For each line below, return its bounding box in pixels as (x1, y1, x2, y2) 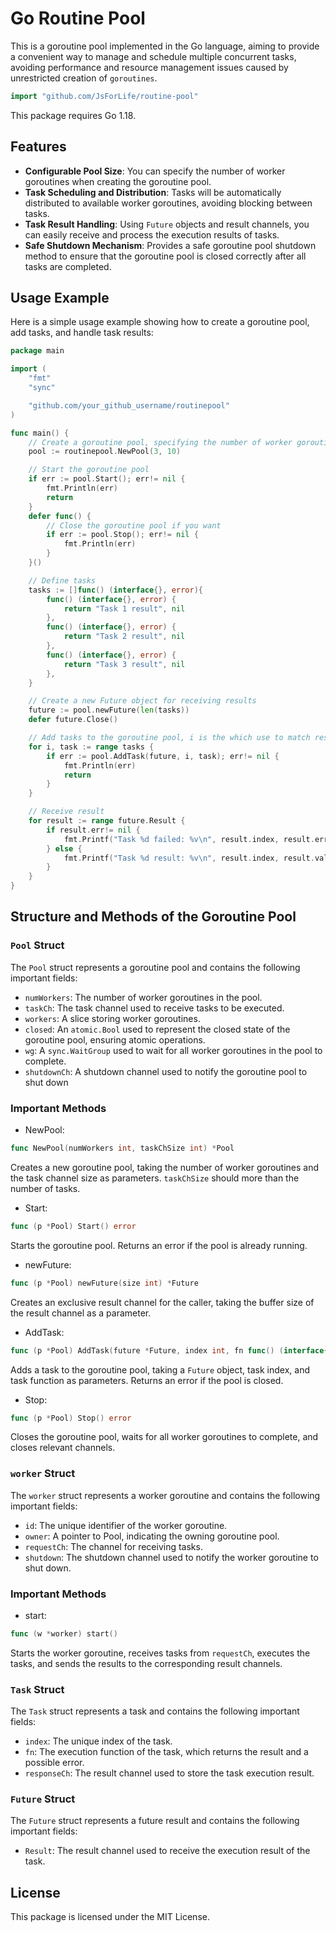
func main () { (10, 428, 70, 438)
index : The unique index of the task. (24, 1735, 173, 1747)
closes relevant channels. (10, 1442, 116, 1454)
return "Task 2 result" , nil (63, 632, 186, 642)
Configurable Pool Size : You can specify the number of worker (24, 165, 286, 177)
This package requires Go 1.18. (10, 109, 137, 121)
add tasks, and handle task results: (10, 327, 154, 339)
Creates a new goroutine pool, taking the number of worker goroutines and (10, 1161, 320, 1173)
